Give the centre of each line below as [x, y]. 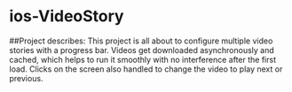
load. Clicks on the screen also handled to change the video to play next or [146, 69]
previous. [26, 78]
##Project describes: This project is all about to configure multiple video [141, 41]
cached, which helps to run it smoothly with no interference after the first [143, 59]
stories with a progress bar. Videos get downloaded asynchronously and [142, 50]
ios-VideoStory [67, 16]
